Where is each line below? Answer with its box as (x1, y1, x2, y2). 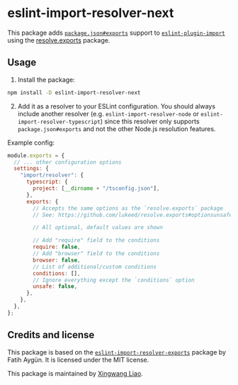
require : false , (33, 243, 81, 251)
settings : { (13, 165, 50, 172)
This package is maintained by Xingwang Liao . (7, 369, 143, 377)
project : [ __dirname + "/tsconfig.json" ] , (33, 185, 160, 192)
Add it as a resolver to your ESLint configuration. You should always (17, 101, 216, 111)
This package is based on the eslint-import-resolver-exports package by (7, 347, 227, 356)
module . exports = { (7, 152, 65, 159)
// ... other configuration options (13, 158, 122, 166)
